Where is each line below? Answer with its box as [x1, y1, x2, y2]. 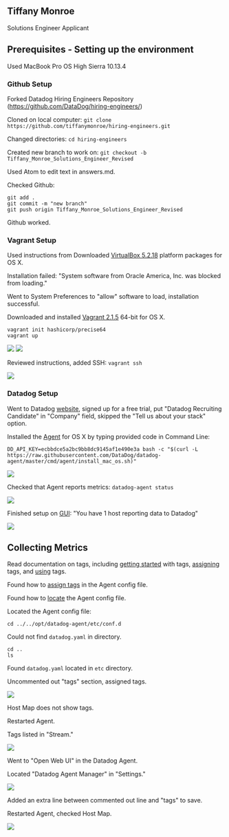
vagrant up [7, 332, 39, 339]
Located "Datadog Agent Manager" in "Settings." [7, 770, 146, 778]
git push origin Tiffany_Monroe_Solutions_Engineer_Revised [7, 206, 184, 213]
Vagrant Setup [7, 235, 57, 245]
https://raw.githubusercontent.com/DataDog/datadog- [7, 452, 162, 458]
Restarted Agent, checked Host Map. [7, 809, 112, 818]
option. [7, 419, 28, 427]
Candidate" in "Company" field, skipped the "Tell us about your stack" [7, 412, 206, 420]
